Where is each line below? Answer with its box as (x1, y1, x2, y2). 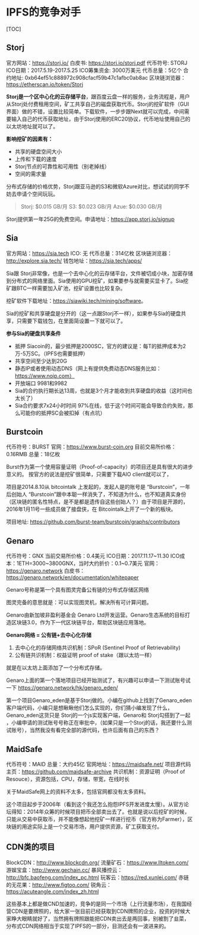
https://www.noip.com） (14, 372, 75, 379)
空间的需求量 (14, 170, 46, 177)
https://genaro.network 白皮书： (6, 567, 85, 574)
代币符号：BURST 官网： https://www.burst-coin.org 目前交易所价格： (6, 443, 176, 450)
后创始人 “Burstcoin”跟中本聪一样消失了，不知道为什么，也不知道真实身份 (6, 491, 187, 498)
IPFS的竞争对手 (6, 5, 81, 19)
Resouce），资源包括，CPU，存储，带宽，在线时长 (6, 776, 129, 782)
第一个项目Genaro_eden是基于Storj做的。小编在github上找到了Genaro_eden (6, 697, 192, 704)
